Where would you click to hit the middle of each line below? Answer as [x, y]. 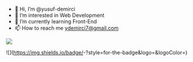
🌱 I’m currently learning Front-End [56, 21]
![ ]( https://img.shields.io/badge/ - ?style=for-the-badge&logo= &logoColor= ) [97, 52]
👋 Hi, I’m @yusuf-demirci [45, 9]
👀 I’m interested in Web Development [59, 15]
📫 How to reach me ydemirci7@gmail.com [66, 28]
